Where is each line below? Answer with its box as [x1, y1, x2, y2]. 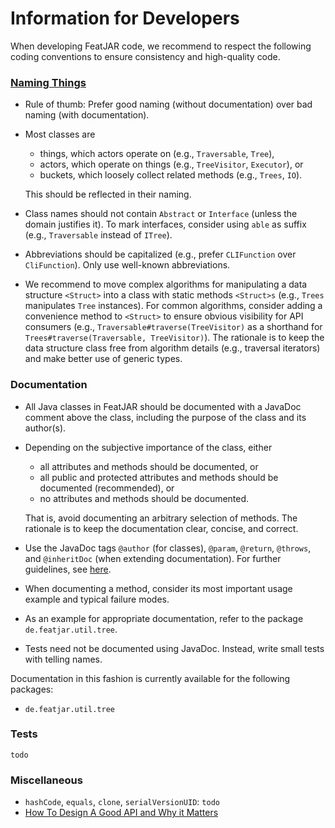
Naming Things [10, 75, 87, 89]
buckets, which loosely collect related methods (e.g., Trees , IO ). [39, 169, 303, 181]
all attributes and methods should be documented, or [39, 460, 259, 472]
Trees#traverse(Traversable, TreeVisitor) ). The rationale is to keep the [24, 332, 325, 344]
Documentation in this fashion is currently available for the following [10, 672, 291, 684]
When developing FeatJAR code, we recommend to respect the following [10, 40, 312, 52]
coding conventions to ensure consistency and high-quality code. [10, 50, 281, 62]
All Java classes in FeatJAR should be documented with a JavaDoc [24, 400, 302, 412]
